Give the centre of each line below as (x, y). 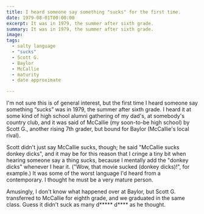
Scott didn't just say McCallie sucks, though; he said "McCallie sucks (93, 147)
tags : (13, 40)
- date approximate (37, 80)
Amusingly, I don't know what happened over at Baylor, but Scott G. (91, 192)
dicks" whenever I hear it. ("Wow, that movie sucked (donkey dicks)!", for (98, 167)
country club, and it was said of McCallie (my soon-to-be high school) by (98, 122)
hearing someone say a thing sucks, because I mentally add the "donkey (97, 160)
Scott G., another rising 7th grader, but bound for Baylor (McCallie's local (98, 129)
